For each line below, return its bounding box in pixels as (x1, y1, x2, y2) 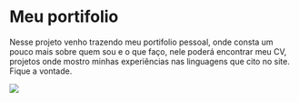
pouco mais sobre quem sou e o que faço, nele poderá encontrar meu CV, (9, 46, 287, 56)
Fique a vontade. (9, 66, 73, 76)
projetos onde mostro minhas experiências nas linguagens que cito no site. (9, 56, 291, 66)
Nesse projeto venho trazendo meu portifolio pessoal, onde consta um (9, 36, 274, 47)
